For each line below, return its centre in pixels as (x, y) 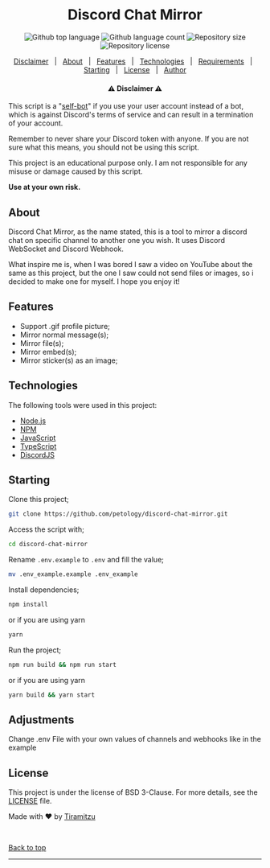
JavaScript (38, 438)
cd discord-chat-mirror (48, 545)
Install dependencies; (44, 590)
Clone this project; (39, 500)
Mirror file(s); (42, 343)
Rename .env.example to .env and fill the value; (86, 560)
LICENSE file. (30, 801)
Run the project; (35, 650)
